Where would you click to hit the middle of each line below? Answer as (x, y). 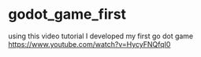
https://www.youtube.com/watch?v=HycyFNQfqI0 (89, 44)
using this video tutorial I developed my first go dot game (101, 36)
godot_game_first (67, 14)
